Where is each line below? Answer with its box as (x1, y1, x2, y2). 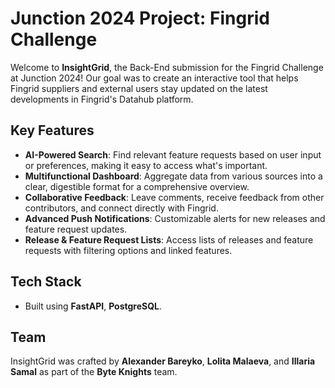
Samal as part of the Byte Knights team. (10, 366, 178, 378)
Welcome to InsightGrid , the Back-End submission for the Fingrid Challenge (10, 61, 324, 73)
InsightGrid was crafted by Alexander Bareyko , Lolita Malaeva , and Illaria (10, 355, 316, 367)
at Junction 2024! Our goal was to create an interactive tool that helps (10, 72, 299, 84)
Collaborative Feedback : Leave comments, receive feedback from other (24, 191, 325, 203)
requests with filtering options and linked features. (24, 244, 233, 256)
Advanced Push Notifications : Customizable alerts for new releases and (24, 212, 326, 224)
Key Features (10, 122, 95, 139)
